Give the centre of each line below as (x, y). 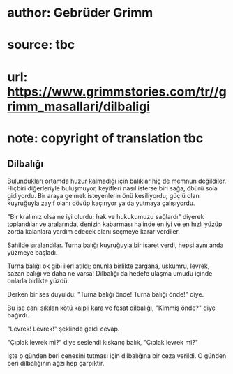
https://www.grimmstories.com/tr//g (117, 91)
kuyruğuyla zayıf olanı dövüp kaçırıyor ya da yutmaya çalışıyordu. (101, 203)
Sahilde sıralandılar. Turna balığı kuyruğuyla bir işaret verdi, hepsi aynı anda (115, 245)
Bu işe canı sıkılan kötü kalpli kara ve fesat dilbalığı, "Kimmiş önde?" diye (112, 308)
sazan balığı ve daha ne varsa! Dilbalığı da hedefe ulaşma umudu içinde (110, 273)
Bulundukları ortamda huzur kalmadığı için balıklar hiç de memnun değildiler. (117, 181)
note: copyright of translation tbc (105, 138)
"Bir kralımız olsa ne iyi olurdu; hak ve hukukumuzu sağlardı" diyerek (106, 216)
